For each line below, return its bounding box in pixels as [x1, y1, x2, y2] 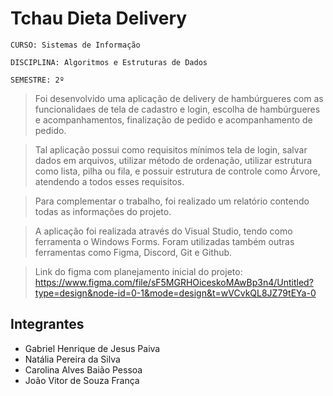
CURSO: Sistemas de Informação [10, 40, 141, 50]
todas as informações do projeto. [34, 205, 172, 217]
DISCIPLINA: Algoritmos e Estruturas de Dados [10, 57, 208, 67]
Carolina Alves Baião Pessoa [24, 363, 143, 376]
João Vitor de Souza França [24, 374, 140, 386]
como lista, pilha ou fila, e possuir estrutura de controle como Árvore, [34, 165, 321, 177]
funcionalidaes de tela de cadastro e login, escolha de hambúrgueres [34, 103, 321, 115]
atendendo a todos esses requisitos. [34, 175, 185, 187]
